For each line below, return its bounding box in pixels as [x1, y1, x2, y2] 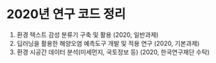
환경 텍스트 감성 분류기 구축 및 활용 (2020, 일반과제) [16, 30, 159, 39]
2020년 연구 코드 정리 [6, 6, 126, 22]
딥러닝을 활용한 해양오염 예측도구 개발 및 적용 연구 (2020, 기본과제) [16, 39, 200, 47]
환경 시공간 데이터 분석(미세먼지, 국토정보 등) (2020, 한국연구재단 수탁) [16, 48, 210, 56]
